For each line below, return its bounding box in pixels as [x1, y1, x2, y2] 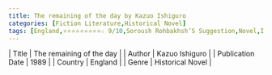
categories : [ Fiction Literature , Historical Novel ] [8, 19, 186, 27]
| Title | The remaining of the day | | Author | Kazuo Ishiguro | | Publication [8, 49, 255, 59]
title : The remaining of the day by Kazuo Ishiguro [8, 11, 186, 20]
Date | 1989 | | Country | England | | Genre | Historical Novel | [8, 57, 212, 67]
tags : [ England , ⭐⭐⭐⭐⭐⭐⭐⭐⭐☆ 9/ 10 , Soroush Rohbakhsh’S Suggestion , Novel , [8, 27, 261, 35]
